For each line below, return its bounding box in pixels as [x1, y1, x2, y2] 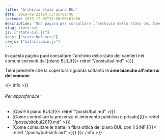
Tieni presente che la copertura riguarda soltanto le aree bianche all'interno [5, 67, 160, 73]
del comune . [5, 72, 31, 79]
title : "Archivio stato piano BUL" [5, 7, 78, 12]
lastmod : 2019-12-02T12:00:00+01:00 [5, 16, 80, 21]
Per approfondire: [5, 93, 41, 99]
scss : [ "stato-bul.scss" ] [5, 35, 58, 40]
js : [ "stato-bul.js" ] [5, 30, 50, 35]
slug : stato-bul [5, 26, 38, 30]
